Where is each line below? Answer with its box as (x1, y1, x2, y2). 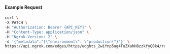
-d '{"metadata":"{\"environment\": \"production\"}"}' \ (5, 39, 130, 44)
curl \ (5, 15, 19, 20)
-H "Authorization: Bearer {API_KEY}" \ (5, 24, 92, 30)
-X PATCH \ (5, 20, 28, 25)
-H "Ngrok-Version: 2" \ (5, 34, 57, 39)
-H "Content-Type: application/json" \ (5, 30, 89, 35)
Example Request (5, 4, 43, 10)
